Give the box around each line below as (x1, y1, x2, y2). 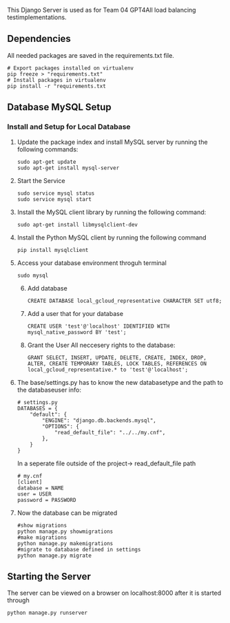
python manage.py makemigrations (17, 540, 114, 547)
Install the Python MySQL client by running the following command (17, 233, 207, 242)
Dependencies (7, 33, 71, 45)
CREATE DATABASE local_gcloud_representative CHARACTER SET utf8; (27, 297, 222, 304)
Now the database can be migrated (17, 509, 118, 517)
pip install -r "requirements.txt (7, 83, 107, 89)
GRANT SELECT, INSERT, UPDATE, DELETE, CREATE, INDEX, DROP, (27, 354, 207, 361)
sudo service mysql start (17, 196, 92, 202)
